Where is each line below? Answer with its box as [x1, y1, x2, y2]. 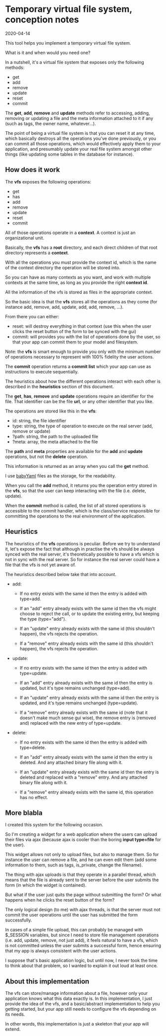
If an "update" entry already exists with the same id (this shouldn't [19, 626, 155, 632]
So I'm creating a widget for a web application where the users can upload [5, 831, 158, 837]
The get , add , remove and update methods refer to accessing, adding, [5, 110, 150, 116]
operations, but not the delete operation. [5, 454, 88, 460]
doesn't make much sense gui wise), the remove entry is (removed [19, 715, 156, 721]
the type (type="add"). [19, 616, 66, 622]
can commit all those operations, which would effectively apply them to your [5, 140, 161, 147]
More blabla [5, 808, 43, 817]
